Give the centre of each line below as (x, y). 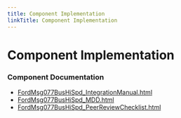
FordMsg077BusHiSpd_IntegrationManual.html (85, 92)
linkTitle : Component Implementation (62, 20)
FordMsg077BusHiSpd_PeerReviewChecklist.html (89, 107)
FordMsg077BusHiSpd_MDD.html (66, 100)
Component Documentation (56, 77)
